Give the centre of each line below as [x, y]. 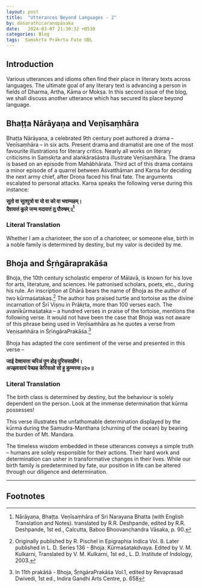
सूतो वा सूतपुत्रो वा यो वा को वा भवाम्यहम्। [44, 201]
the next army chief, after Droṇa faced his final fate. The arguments [90, 176]
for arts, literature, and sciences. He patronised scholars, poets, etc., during [100, 284]
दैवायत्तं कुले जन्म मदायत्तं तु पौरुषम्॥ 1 [41, 208]
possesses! [20, 410]
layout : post [23, 12]
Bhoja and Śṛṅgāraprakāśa [57, 263]
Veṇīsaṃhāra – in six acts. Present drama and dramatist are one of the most [100, 144]
